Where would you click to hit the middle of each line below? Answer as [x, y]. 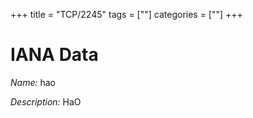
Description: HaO [46, 101]
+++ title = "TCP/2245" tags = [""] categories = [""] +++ [126, 14]
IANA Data [54, 55]
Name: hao [33, 82]
